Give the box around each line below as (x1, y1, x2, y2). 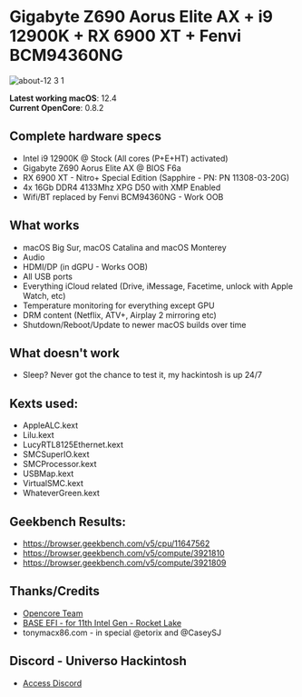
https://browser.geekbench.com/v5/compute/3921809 (22, 557, 227, 568)
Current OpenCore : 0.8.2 (9, 102, 104, 113)
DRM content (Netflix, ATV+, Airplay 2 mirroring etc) (22, 309, 218, 320)
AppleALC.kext (22, 420, 79, 431)
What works (9, 218, 80, 234)
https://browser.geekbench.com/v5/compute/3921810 (22, 548, 225, 558)
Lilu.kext (22, 430, 54, 441)
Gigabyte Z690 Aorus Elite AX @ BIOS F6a (22, 162, 181, 174)
